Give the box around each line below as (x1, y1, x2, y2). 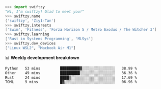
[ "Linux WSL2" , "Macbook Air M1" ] (5, 45, 76, 50)
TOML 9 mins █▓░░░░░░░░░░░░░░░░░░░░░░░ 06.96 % (5, 80, 137, 85)
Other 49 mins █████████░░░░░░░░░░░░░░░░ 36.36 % (5, 70, 137, 75)
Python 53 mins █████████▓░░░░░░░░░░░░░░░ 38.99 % (5, 66, 137, 71)
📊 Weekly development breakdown (5, 54, 80, 61)
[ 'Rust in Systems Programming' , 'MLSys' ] (5, 37, 93, 42)
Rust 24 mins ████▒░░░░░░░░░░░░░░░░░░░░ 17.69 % (5, 75, 137, 80)
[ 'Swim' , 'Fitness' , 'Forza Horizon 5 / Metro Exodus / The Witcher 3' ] (5, 27, 157, 32)
